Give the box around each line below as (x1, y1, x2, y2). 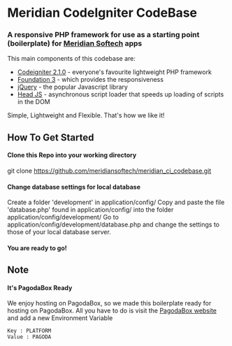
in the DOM (17, 98, 50, 106)
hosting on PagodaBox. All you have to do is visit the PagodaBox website (7, 306, 217, 315)
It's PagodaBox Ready (7, 283, 73, 291)
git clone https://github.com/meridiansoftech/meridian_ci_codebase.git (7, 166, 212, 175)
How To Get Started (7, 131, 94, 143)
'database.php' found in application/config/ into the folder (7, 206, 174, 214)
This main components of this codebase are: (7, 55, 136, 63)
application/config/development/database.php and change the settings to (7, 220, 220, 229)
